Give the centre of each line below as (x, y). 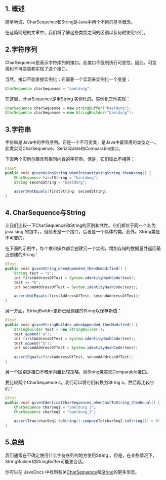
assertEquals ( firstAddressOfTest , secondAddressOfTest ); (74, 357)
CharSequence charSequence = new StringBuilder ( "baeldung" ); (69, 113)
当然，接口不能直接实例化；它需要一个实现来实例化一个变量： (68, 79)
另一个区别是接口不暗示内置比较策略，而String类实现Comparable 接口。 (78, 372)
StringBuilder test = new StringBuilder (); (60, 329)
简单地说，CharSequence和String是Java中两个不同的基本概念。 (70, 22)
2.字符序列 (21, 49)
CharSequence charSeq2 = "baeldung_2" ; (55, 412)
